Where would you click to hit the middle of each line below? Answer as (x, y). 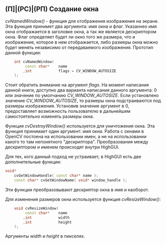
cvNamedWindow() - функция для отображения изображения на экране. (82, 21)
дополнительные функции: (33, 162)
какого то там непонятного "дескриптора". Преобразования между (77, 142)
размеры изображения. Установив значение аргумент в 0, (67, 106)
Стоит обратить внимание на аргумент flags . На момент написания (77, 85)
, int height (47, 222)
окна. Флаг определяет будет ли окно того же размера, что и (70, 37)
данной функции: (23, 52)
